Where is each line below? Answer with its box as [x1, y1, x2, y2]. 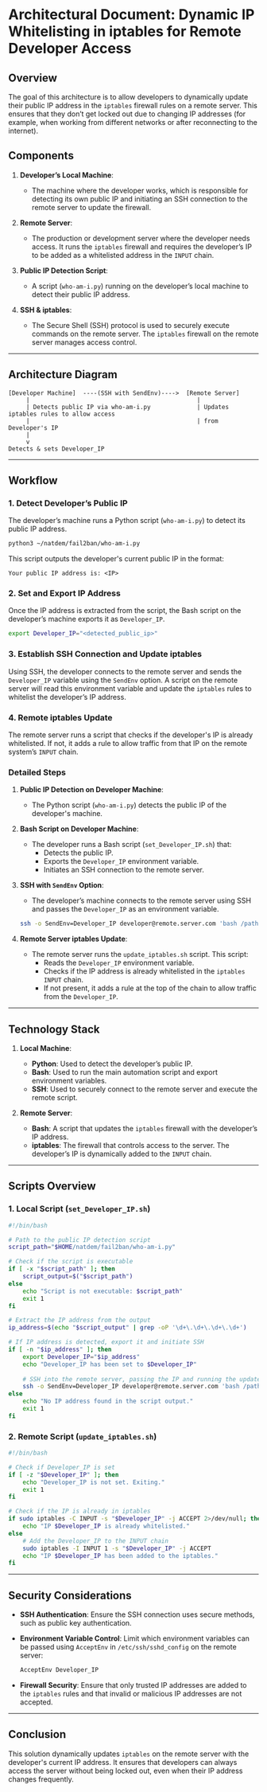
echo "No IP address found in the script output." [22, 1397, 194, 1406]
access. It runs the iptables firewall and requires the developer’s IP [31, 241, 253, 252]
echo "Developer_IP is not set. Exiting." [22, 1478, 165, 1486]
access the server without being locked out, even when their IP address [8, 1766, 243, 1775]
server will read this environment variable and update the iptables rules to [8, 683, 252, 693]
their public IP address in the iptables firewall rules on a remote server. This [8, 101, 258, 110]
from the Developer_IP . [43, 992, 119, 1001]
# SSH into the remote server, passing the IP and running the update [22, 1375, 261, 1383]
